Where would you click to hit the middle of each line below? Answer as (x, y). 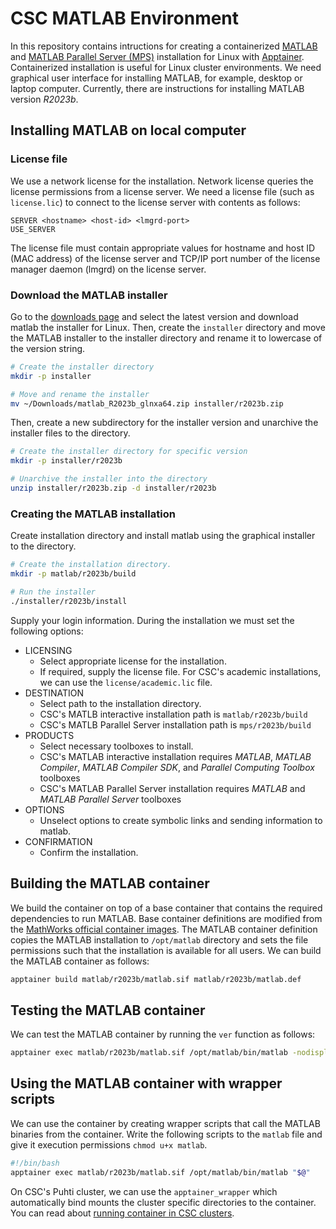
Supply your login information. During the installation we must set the (152, 620)
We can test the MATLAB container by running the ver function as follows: (163, 1034)
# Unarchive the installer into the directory (109, 479)
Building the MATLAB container (110, 883)
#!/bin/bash (35, 1163)
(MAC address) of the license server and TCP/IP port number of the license (165, 258)
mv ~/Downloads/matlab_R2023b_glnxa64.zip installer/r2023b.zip (147, 403)
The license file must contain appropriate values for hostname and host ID (163, 248)
